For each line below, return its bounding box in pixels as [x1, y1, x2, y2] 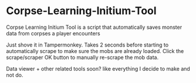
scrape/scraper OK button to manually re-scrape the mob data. [6, 54, 159, 61]
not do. [6, 71, 23, 78]
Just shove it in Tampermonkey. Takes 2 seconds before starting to [6, 41, 169, 48]
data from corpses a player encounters [6, 29, 101, 36]
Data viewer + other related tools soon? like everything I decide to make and [6, 65, 191, 72]
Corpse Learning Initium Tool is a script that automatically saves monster [6, 24, 183, 31]
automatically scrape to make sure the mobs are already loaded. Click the [6, 47, 184, 54]
